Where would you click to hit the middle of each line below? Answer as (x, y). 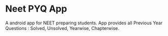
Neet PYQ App (36, 9)
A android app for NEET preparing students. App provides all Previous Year (84, 23)
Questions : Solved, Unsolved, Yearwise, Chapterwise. (62, 28)
